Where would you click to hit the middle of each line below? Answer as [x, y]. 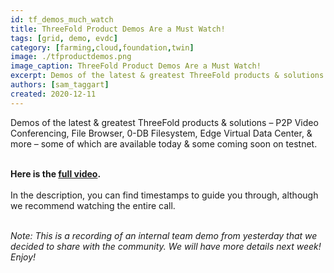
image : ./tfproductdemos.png [71, 57]
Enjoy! [23, 257]
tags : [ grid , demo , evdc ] [64, 38]
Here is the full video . [56, 173]
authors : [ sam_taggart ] [60, 85]
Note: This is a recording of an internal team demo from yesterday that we [164, 235]
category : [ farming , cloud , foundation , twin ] [102, 47]
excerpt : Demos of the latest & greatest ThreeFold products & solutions [167, 76]
